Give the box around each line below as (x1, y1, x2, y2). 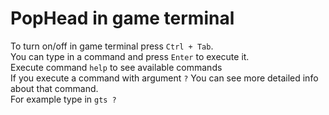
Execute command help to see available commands (10, 61, 223, 73)
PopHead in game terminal (10, 7, 235, 30)
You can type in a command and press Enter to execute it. (10, 50, 250, 62)
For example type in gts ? (10, 93, 117, 105)
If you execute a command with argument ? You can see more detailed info (10, 72, 319, 84)
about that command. (10, 82, 99, 94)
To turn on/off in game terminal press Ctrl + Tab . (10, 40, 214, 52)
